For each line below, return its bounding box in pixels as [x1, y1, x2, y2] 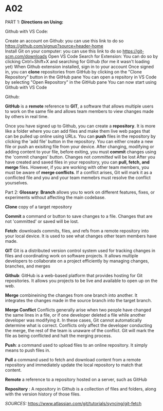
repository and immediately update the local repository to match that [5, 362, 143, 368]
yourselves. [5, 179, 28, 185]
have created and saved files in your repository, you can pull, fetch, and [5, 159, 150, 165]
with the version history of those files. [5, 391, 81, 397]
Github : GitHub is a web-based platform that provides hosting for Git [5, 272, 143, 278]
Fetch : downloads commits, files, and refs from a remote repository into [5, 228, 149, 233]
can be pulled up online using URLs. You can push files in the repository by [5, 133, 156, 139]
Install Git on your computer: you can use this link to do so [5, 48, 122, 54]
